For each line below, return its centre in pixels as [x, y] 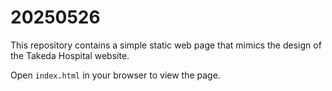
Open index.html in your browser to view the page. [115, 75]
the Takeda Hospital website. [70, 55]
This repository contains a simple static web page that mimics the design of [166, 45]
